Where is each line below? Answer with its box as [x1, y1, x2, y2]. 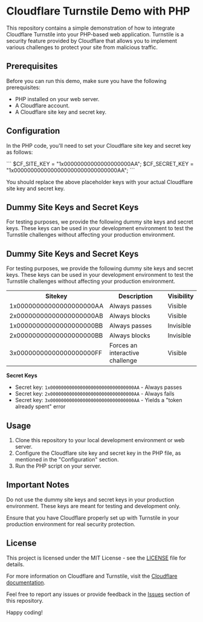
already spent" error [14, 403, 66, 410]
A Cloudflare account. [14, 102, 70, 109]
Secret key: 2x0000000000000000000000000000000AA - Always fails [14, 390, 175, 397]
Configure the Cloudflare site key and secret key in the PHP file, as [14, 449, 181, 457]
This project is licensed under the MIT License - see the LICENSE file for [6, 554, 186, 561]
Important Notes [6, 480, 69, 490]
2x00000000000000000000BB [9, 331, 103, 340]
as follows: [6, 148, 33, 156]
